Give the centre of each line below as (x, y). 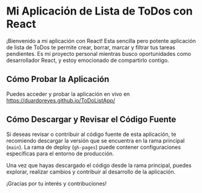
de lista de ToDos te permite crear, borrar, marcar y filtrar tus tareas (91, 47)
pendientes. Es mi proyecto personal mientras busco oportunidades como (99, 53)
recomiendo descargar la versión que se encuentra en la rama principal (96, 140)
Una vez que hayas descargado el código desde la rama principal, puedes (99, 165)
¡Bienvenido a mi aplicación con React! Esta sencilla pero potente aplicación (101, 41)
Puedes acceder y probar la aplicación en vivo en (68, 94)
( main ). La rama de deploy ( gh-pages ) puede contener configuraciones (93, 147)
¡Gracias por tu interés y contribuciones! (57, 183)
